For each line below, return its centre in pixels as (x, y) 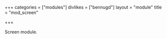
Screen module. (21, 32)
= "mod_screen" (21, 12)
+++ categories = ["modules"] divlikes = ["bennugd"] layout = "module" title (83, 7)
